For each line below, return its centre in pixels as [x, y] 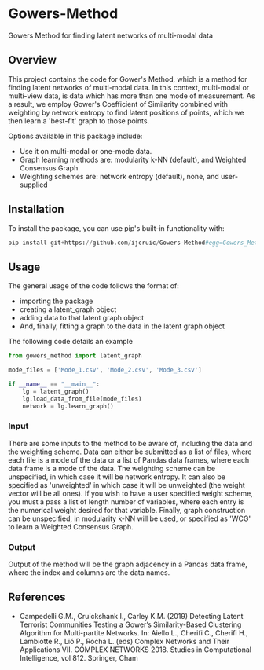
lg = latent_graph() [56, 391]
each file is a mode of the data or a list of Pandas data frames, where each [129, 459]
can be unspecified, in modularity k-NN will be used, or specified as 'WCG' [130, 518]
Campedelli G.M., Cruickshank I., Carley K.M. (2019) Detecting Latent [131, 616]
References [37, 597]
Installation [36, 209]
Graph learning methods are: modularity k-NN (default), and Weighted [133, 159]
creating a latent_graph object [68, 309]
